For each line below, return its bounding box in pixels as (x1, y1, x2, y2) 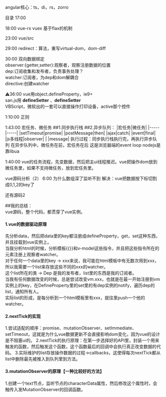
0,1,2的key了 (9, 182, 35, 187)
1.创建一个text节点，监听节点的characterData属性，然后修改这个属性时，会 (5, 380, 158, 386)
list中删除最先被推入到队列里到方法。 (5, 356, 81, 362)
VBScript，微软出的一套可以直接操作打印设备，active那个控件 (5, 103, 131, 109)
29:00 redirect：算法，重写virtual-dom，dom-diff (5, 45, 106, 51)
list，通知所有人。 (5, 289, 41, 295)
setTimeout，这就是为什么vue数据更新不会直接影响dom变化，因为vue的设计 (5, 331, 161, 337)
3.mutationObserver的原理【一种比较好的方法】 (5, 368, 105, 374)
